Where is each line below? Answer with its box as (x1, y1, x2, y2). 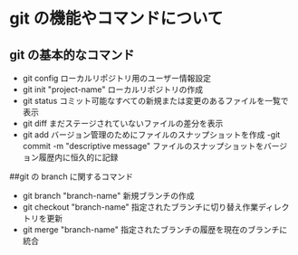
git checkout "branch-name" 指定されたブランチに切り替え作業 (22, 202, 259, 212)
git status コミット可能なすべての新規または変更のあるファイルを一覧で (22, 96, 289, 106)
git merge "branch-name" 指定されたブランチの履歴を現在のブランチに (22, 224, 288, 235)
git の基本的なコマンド (9, 47, 135, 62)
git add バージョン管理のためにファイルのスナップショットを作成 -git (22, 129, 281, 140)
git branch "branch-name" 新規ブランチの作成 (22, 191, 195, 201)
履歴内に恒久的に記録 (38, 152, 119, 163)
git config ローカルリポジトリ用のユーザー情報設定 (22, 73, 211, 83)
